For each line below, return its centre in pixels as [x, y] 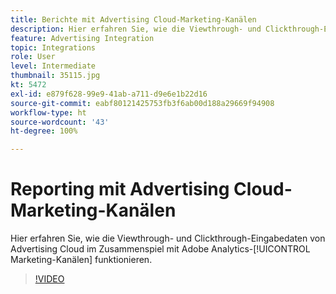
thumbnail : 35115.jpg [55, 76]
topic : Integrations [53, 47]
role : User [33, 57]
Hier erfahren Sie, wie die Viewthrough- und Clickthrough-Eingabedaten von [168, 238]
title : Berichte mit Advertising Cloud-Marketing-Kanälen [133, 19]
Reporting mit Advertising [120, 189]
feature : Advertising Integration [82, 38]
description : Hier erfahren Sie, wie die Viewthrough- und [136, 29]
